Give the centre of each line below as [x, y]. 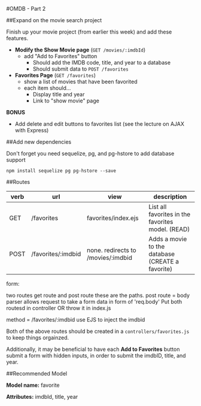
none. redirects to [111, 250]
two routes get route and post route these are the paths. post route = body [98, 295]
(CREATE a [164, 261]
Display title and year [59, 94]
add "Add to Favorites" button [60, 56]
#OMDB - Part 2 [26, 9]
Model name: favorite [33, 385]
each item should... [47, 88]
